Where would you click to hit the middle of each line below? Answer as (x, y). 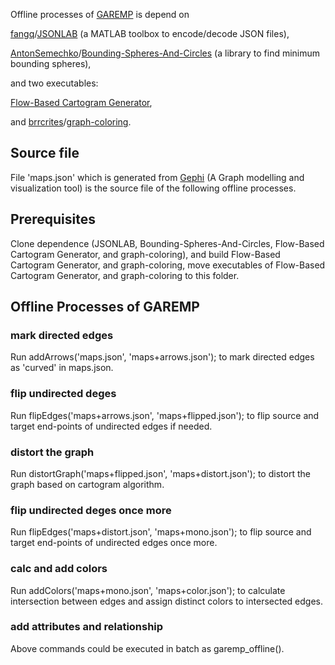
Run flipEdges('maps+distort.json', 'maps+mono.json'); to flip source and (161, 532)
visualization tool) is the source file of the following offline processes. (153, 188)
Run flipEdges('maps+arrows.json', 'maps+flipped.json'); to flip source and (165, 415)
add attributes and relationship (87, 627)
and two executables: (54, 83)
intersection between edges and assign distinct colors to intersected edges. (166, 601)
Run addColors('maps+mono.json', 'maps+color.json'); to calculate (148, 590)
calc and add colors (59, 569)
